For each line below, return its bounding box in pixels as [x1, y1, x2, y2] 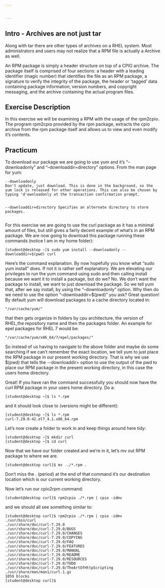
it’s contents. [5, 131, 31, 138]
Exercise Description [5, 103, 70, 111]
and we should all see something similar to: [5, 504, 93, 510]
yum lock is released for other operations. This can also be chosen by [5, 188, 158, 193]
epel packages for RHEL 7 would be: [5, 326, 79, 331]
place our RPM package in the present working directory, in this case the [5, 365, 153, 371]
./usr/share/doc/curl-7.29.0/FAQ [5, 540, 74, 545]
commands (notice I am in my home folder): [5, 238, 94, 244]
